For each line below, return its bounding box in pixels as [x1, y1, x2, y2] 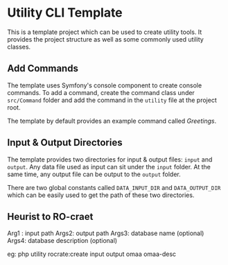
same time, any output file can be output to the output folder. [7, 170, 182, 178]
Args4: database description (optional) [7, 237, 118, 245]
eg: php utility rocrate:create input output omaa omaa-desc [7, 250, 177, 258]
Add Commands [7, 62, 78, 74]
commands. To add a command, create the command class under [7, 88, 195, 96]
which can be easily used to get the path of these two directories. [7, 191, 195, 199]
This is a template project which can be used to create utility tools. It [7, 28, 202, 36]
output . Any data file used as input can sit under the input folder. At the [7, 162, 211, 171]
